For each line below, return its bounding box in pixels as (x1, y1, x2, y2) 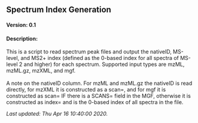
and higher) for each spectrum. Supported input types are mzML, (23, 61, 185, 68)
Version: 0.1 (6, 21, 36, 29)
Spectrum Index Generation (6, 5, 112, 15)
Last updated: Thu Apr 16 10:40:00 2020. (6, 110, 108, 118)
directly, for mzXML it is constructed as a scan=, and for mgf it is (6, 86, 166, 93)
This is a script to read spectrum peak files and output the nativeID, (6, 48, 172, 55)
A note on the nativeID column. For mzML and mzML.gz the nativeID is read (6, 80, 193, 87)
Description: (6, 35, 38, 42)
